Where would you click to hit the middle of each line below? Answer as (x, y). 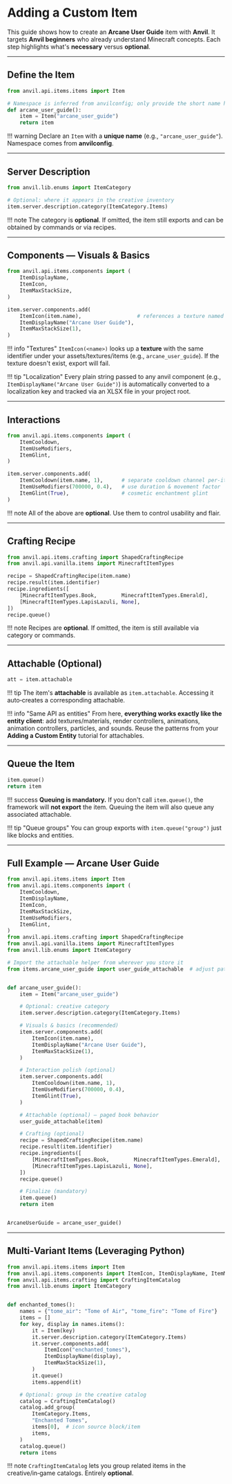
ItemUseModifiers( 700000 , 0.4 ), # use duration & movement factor (120, 487)
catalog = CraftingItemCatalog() (68, 1401)
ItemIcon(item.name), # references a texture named (122, 316)
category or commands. (41, 635)
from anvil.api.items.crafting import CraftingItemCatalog (94, 1280)
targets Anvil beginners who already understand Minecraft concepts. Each (114, 39)
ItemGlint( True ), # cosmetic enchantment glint (114, 493)
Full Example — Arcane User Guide (84, 864)
